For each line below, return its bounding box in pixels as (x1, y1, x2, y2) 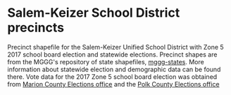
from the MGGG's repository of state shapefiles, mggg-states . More (7, 57, 204, 66)
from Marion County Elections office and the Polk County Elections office (7, 80, 220, 88)
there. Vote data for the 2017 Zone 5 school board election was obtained (7, 72, 218, 81)
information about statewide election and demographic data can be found (7, 65, 221, 73)
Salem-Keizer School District (7, 5, 180, 21)
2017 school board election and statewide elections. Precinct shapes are (7, 50, 218, 59)
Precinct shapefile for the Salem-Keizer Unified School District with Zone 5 (7, 43, 224, 51)
